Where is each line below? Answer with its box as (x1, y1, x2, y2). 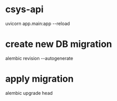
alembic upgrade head (5, 90, 53, 96)
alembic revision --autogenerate (5, 55, 73, 61)
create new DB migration (5, 38, 112, 50)
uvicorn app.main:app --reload (5, 20, 70, 27)
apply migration (5, 73, 74, 85)
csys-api (5, 4, 44, 15)
